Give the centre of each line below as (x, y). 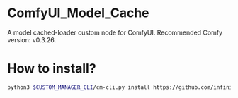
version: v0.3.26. (32, 39)
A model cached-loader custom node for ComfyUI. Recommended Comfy (115, 32)
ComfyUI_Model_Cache (79, 13)
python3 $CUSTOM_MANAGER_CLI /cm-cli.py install (79, 87)
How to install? (52, 69)
